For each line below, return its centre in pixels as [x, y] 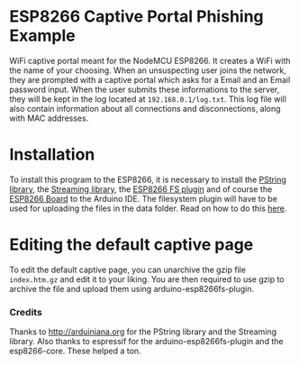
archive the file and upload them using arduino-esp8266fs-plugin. [132, 288]
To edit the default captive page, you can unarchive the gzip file [127, 269]
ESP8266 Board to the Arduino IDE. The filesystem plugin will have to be [143, 198]
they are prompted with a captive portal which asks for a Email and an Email [150, 79]
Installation [52, 155]
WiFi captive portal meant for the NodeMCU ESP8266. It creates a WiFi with [150, 60]
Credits [26, 312]
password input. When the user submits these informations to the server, [145, 89]
